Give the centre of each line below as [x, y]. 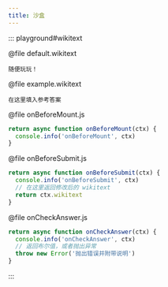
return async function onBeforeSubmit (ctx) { [84, 173]
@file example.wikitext [45, 84]
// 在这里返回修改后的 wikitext [63, 188]
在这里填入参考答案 [35, 99]
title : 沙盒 [26, 15]
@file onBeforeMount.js [47, 114]
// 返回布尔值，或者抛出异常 [56, 246]
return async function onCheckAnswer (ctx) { [82, 232]
